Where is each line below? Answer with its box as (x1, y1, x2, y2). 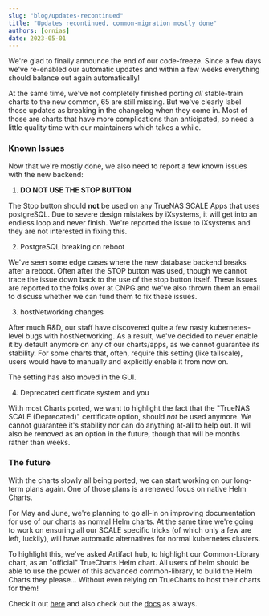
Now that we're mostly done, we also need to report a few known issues (8, 161, 247, 171)
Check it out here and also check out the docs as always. (8, 598, 198, 608)
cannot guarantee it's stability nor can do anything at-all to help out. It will (8, 420, 252, 430)
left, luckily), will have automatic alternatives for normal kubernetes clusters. (8, 533, 261, 543)
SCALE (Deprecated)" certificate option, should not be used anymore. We (8, 411, 252, 421)
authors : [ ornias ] (8, 26, 70, 34)
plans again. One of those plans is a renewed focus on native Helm (25, 484, 247, 493)
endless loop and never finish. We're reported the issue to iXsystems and (8, 217, 251, 227)
